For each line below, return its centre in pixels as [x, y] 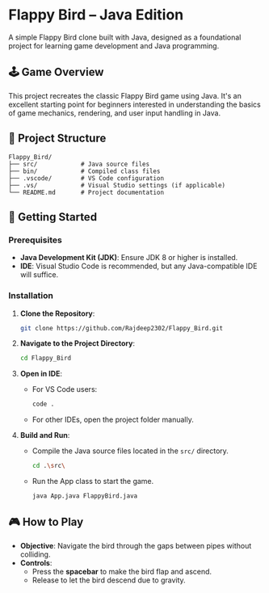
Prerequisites [35, 240]
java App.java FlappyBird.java [85, 496]
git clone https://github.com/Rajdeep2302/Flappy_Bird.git [122, 328]
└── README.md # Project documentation [86, 192]
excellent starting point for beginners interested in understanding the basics [134, 104]
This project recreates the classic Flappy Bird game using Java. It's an [125, 95]
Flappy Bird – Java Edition [96, 15]
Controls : [36, 562]
